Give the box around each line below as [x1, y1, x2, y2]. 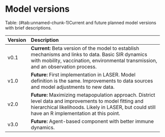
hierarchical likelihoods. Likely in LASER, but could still [31, 104, 156, 110]
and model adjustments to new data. [31, 83, 115, 90]
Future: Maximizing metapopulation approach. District [31, 91, 156, 98]
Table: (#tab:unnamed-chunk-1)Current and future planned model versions [5, 20, 156, 26]
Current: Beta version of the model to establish [31, 45, 139, 52]
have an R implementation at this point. [31, 110, 120, 116]
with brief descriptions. [5, 25, 52, 30]
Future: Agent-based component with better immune [31, 118, 154, 125]
